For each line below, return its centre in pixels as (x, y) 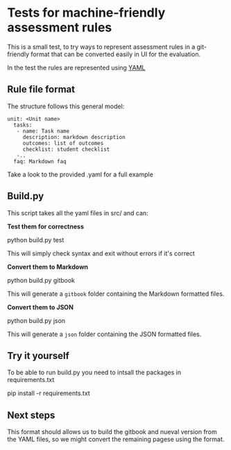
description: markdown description (74, 137)
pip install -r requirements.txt (49, 393)
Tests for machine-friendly (86, 13)
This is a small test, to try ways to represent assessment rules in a (101, 47)
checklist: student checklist (66, 149)
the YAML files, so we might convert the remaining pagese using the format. (116, 440)
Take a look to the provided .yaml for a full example (80, 174)
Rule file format (41, 89)
